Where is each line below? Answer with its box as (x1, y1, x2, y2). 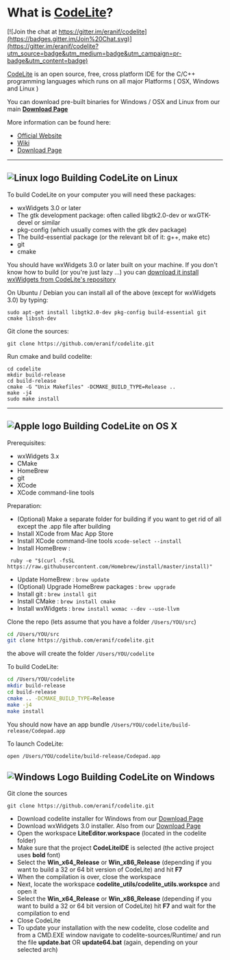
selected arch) (16, 946, 58, 954)
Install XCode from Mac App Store (16, 529, 114, 538)
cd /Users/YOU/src (7, 631, 60, 637)
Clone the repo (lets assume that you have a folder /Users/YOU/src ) (7, 618, 196, 626)
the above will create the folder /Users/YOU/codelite (7, 649, 155, 658)
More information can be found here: (7, 118, 111, 126)
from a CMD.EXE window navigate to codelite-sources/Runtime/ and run (16, 931, 221, 939)
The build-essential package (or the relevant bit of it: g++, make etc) (16, 233, 210, 241)
